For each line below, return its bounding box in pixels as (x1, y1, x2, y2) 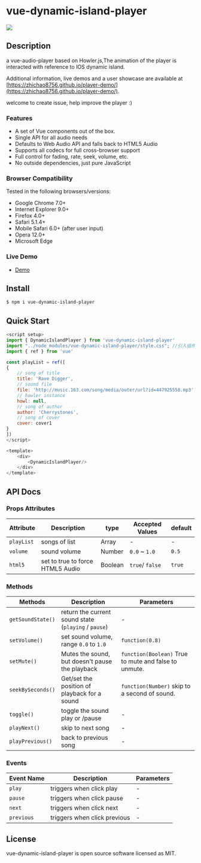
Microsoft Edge (14, 237, 53, 245)
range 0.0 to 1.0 (60, 640, 106, 648)
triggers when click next (50, 804, 118, 812)
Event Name (9, 774, 45, 783)
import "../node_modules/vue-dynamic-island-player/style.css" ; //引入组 (6, 343, 191, 349)
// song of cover (17, 414, 60, 421)
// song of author (17, 404, 63, 410)
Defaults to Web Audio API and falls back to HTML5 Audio (14, 141, 158, 148)
